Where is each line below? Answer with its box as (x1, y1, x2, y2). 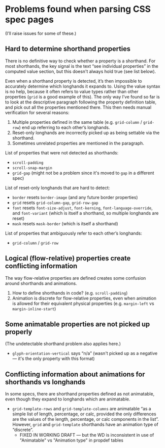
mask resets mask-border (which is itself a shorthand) (12, 220, 118, 226)
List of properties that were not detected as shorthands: (5, 149, 119, 155)
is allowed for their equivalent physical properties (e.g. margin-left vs (12, 300, 154, 306)
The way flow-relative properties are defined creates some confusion (5, 275, 146, 281)
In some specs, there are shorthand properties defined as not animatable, (5, 391, 155, 397)
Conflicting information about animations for (5, 370, 145, 378)
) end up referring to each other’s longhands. (19, 124, 110, 130)
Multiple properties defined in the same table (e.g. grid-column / (12, 119, 142, 125)
